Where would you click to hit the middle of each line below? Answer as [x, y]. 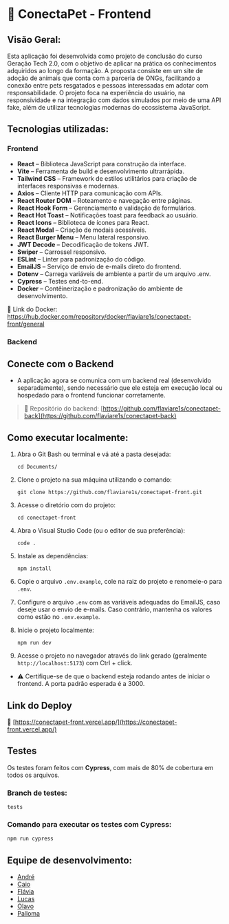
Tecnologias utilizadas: [58, 129]
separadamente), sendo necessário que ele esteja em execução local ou [120, 388]
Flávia [25, 892]
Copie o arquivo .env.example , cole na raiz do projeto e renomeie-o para [119, 582]
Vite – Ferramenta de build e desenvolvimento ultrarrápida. [100, 171]
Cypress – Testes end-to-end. [60, 281]
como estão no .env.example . [58, 617]
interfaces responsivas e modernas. [68, 186]
